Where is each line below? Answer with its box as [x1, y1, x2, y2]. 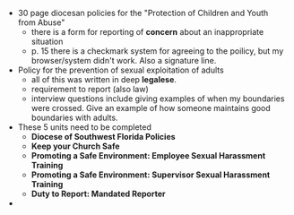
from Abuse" [17, 17, 65, 28]
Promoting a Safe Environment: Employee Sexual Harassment [30, 150, 266, 160]
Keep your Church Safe [30, 141, 120, 151]
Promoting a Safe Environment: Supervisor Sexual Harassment [30, 169, 271, 180]
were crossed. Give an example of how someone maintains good [30, 103, 271, 113]
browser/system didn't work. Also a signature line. [30, 56, 217, 65]
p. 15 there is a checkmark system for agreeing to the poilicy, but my [30, 46, 284, 56]
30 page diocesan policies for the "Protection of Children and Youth [17, 8, 269, 18]
